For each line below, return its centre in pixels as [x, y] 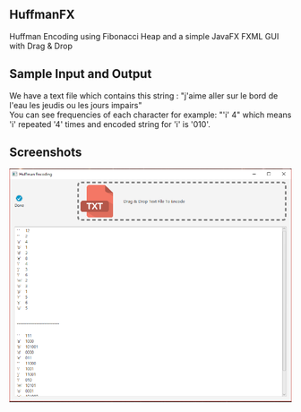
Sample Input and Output [81, 74]
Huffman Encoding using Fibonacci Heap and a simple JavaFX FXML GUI [144, 36]
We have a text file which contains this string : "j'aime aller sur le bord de [144, 95]
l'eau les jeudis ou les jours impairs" [76, 105]
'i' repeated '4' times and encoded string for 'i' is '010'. [110, 124]
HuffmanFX [42, 15]
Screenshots [46, 153]
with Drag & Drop [41, 46]
